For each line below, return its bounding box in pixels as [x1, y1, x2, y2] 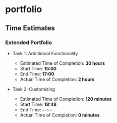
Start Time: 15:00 [20, 65, 57, 71]
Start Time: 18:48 [20, 101, 57, 107]
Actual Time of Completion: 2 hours [20, 76, 95, 82]
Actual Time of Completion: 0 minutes [20, 112, 100, 118]
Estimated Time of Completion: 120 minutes [20, 96, 112, 102]
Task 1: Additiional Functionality [12, 50, 78, 56]
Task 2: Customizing [12, 86, 55, 92]
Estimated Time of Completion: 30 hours [20, 60, 105, 66]
